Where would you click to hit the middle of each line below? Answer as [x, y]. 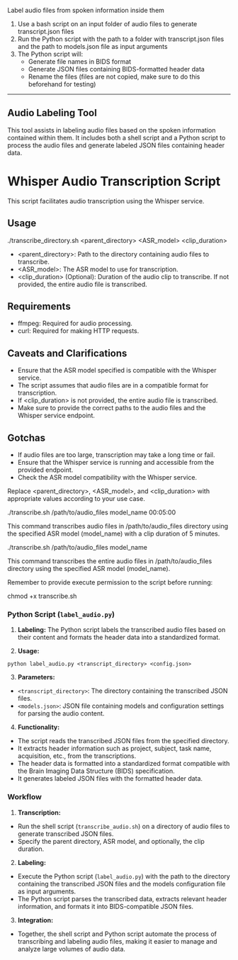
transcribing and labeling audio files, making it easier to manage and [117, 941]
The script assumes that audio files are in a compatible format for [113, 385]
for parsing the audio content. [61, 713]
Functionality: [39, 727]
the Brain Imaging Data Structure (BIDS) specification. [96, 771]
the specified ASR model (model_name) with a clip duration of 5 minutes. [114, 533]
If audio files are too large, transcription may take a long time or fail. [116, 455]
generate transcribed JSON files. [66, 834]
